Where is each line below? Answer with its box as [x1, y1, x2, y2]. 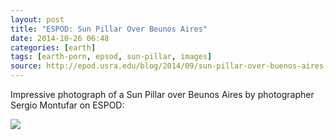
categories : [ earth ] [10, 42, 97, 53]
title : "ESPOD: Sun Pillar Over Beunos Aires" [10, 24, 208, 34]
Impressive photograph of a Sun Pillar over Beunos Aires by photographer [10, 89, 315, 100]
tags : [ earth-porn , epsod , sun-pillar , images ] [10, 52, 213, 62]
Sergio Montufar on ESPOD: [10, 99, 125, 111]
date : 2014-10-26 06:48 [10, 33, 110, 43]
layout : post [10, 14, 65, 25]
